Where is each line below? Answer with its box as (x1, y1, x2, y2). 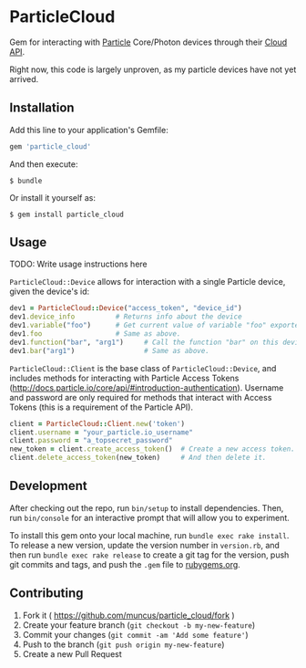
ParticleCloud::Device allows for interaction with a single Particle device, (9, 277, 286, 287)
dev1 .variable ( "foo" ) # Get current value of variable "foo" (9, 321, 267, 330)
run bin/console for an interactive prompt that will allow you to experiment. (9, 512, 290, 523)
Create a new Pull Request (22, 648, 123, 659)
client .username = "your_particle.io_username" (9, 427, 194, 437)
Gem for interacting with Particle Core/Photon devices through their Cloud (9, 37, 288, 47)
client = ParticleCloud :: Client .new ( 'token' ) (9, 419, 185, 428)
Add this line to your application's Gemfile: (9, 124, 168, 135)
